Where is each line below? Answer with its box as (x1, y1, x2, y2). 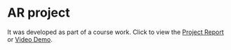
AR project (7, 5, 70, 21)
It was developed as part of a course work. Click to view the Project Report (7, 28, 225, 36)
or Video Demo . (7, 35, 53, 43)
